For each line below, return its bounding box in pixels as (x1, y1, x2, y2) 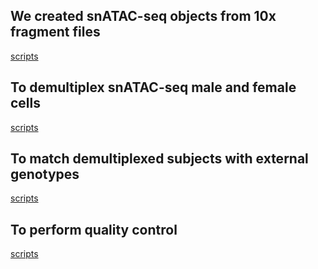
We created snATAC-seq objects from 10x (10, 8, 277, 25)
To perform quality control (10, 221, 178, 238)
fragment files (10, 24, 101, 41)
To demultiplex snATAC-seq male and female (10, 79, 297, 96)
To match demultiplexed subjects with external (10, 150, 309, 168)
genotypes (10, 166, 80, 183)
